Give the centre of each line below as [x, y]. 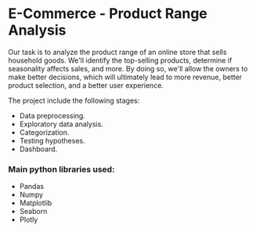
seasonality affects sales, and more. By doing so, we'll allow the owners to [128, 68]
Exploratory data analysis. [61, 124]
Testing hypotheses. [52, 140]
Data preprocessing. [52, 115]
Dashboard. [38, 149]
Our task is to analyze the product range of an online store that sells [117, 52]
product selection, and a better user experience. [86, 85]
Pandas [32, 187]
